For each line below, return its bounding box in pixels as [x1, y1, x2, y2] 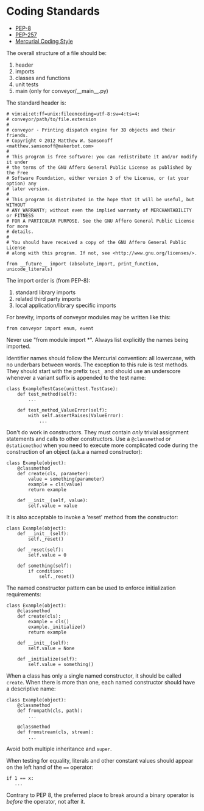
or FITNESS [6, 212, 34, 218]
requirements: [6, 590, 41, 598]
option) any [6, 180, 37, 187]
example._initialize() [28, 624, 86, 630]
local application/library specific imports [15, 302, 117, 309]
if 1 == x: [6, 775, 34, 781]
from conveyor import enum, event [6, 325, 94, 331]
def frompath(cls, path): [17, 708, 83, 714]
